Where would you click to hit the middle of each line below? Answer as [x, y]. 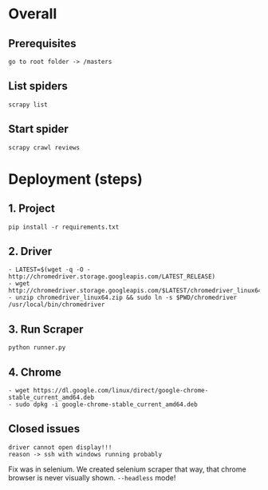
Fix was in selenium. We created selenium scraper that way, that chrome [127, 469]
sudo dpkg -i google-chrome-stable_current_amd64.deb [106, 404]
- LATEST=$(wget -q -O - [49, 270]
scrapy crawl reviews [44, 147]
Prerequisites [42, 44]
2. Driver [30, 251]
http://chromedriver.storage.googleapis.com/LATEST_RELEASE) [112, 277]
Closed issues [44, 429]
